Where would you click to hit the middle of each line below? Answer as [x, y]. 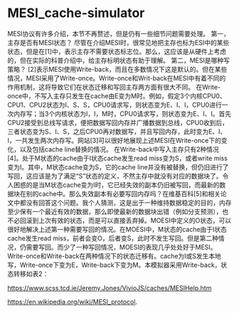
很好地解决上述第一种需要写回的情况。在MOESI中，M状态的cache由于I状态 [117, 229]
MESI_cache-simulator [76, 13]
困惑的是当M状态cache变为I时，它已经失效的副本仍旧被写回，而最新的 [116, 185]
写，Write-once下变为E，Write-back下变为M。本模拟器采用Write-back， [114, 265]
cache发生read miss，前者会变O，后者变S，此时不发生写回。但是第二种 [113, 238]
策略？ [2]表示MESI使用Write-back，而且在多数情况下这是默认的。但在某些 [117, 69]
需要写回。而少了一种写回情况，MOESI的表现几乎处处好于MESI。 [121, 247]
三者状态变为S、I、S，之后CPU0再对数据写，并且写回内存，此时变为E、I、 [117, 131]
